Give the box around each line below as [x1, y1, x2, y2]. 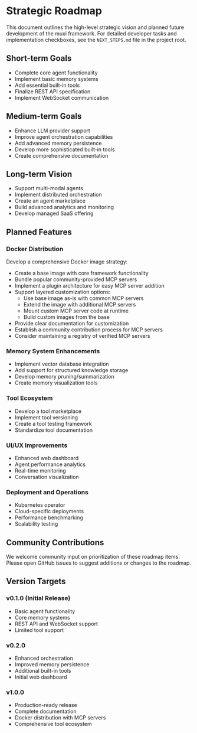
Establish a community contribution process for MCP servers [14, 326, 163, 333]
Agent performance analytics [14, 461, 86, 468]
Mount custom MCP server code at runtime [23, 307, 129, 314]
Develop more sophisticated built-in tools [14, 146, 115, 153]
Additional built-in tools [14, 667, 72, 675]
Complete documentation [14, 708, 77, 715]
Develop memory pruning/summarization [14, 373, 114, 380]
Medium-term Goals [6, 111, 82, 122]
